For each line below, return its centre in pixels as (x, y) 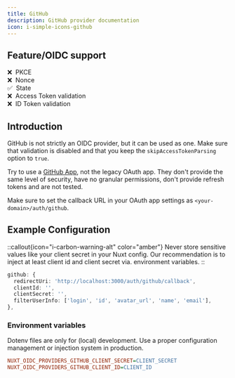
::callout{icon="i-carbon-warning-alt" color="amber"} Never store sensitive (117, 247)
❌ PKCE (20, 72)
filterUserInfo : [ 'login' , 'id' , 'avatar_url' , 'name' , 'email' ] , (113, 301)
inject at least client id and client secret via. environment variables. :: (106, 261)
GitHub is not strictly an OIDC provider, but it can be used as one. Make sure (117, 143)
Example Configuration (59, 230)
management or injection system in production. (75, 348)
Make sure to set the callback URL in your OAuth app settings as (100, 200)
